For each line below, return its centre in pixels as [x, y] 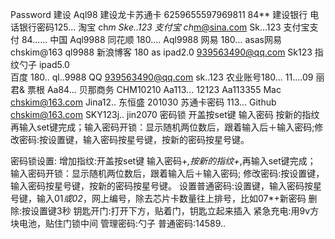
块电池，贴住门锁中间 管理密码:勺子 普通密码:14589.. [118, 223]
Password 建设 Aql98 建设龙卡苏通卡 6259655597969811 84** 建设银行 [159, 14]
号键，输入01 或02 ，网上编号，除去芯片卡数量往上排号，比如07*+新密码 [158, 198]
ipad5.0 [54, 64]
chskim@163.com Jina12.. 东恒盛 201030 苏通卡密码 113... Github [143, 102]
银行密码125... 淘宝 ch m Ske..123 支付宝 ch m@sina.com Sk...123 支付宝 [164, 27]
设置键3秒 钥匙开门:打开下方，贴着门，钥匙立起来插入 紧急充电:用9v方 [175, 211]
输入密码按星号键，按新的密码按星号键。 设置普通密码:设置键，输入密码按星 [166, 186]
